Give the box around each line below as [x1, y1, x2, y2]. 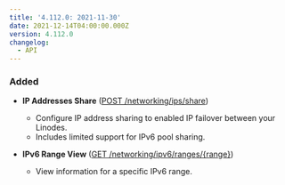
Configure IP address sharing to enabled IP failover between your [35, 113, 276, 124]
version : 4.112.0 [9, 29, 74, 38]
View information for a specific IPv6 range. [35, 166, 193, 177]
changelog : [9, 37, 50, 47]
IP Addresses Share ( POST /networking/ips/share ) [21, 95, 209, 107]
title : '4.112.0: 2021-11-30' [9, 12, 122, 22]
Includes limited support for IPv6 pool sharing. [35, 132, 206, 142]
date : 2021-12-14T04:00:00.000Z [9, 21, 129, 30]
